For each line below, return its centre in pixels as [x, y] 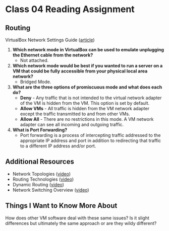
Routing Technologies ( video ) [43, 179]
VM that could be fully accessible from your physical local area [80, 71]
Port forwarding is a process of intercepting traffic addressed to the [90, 135]
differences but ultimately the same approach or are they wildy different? [81, 223]
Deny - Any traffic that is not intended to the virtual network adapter [91, 98]
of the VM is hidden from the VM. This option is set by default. [85, 103]
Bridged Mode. [36, 82]
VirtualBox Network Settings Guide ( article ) [50, 40]
